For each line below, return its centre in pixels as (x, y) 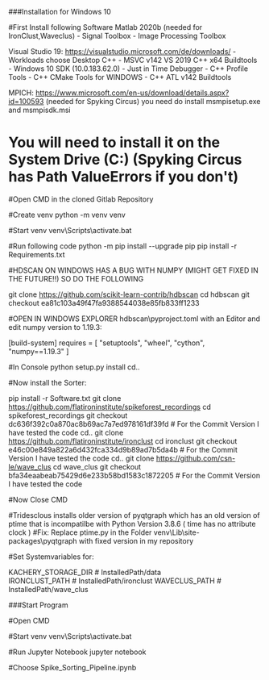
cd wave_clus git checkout (97, 466)
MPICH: (21, 93)
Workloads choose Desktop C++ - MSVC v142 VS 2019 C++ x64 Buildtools (133, 60)
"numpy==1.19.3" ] (39, 351)
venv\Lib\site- (176, 532)
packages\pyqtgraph (43, 540)
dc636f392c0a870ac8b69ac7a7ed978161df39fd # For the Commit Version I (134, 423)
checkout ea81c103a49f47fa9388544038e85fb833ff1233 (104, 302)
